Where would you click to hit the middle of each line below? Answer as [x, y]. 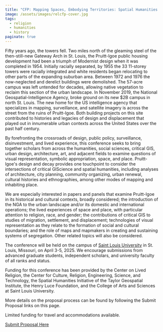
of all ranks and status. [28, 260]
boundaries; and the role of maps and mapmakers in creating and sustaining [81, 230]
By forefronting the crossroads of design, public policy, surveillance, [73, 138]
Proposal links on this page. [33, 305]
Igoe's [11, 164]
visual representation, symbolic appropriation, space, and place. [69, 159]
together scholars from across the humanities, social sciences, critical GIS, [80, 148]
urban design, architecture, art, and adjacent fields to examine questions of [81, 153]
